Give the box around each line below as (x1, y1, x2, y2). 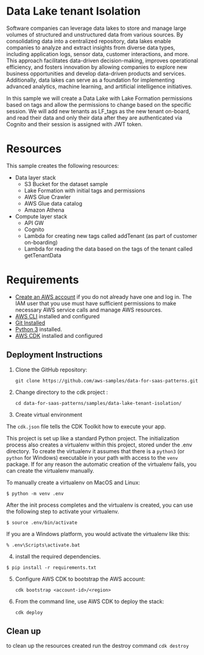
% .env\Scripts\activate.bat (6, 542, 80, 548)
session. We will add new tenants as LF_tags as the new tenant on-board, (6, 107, 191, 115)
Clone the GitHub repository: (15, 366, 87, 373)
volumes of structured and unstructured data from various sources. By (6, 30, 184, 38)
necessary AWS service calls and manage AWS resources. (15, 306, 163, 313)
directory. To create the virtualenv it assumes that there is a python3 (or (6, 447, 185, 455)
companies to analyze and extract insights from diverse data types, (6, 44, 175, 51)
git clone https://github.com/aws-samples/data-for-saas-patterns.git (15, 378, 199, 384)
